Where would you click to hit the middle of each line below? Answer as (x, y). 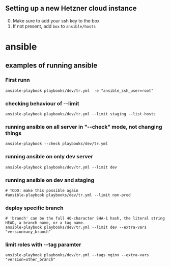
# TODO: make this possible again (42, 190)
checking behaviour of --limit (42, 103)
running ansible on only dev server (49, 157)
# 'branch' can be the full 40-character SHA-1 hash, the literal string (85, 219)
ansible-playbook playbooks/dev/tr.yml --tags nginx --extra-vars (77, 255)
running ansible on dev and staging (50, 180)
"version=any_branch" (28, 232)
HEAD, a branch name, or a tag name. (45, 223)
